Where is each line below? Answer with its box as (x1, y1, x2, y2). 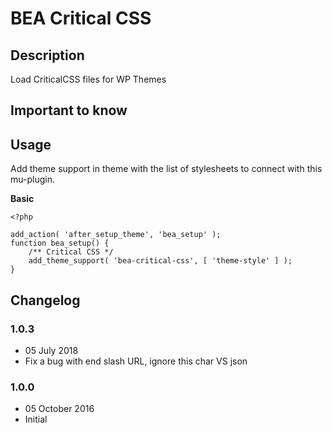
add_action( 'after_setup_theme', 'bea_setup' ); (10, 230, 222, 240)
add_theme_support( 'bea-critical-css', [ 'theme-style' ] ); (28, 256, 293, 266)
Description (10, 47, 85, 64)
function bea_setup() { (10, 238, 110, 249)
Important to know (10, 102, 128, 119)
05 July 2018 (24, 344, 79, 356)
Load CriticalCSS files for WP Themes (10, 73, 167, 85)
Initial (24, 413, 48, 426)
